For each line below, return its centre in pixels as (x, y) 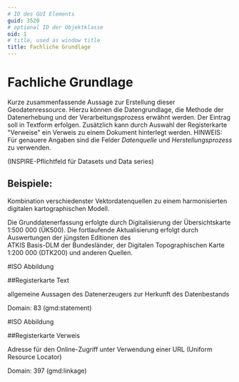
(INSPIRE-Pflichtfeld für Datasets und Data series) (81, 161)
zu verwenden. (29, 148)
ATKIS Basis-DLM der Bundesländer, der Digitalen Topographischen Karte (116, 245)
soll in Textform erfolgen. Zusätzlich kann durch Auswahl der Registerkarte (117, 125)
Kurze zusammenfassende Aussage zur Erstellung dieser (92, 102)
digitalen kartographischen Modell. (59, 208)
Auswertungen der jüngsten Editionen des (69, 237)
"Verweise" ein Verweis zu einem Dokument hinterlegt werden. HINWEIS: (115, 132)
